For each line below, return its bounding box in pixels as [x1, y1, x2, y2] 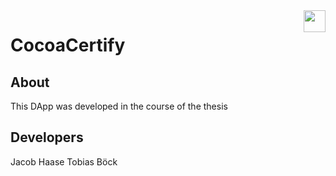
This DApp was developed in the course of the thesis [10, 100, 228, 112]
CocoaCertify [10, 34, 126, 57]
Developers [10, 129, 84, 146]
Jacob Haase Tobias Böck [10, 155, 118, 168]
